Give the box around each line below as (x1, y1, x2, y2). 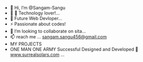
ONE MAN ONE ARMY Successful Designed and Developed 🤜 (10, 46, 138, 52)
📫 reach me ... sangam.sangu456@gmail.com (10, 34, 107, 39)
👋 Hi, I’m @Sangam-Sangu (10, 5, 66, 10)
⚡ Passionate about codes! (10, 21, 66, 27)
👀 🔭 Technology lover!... (10, 10, 60, 16)
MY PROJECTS (10, 41, 42, 47)
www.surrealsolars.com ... (10, 51, 65, 57)
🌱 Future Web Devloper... (10, 15, 62, 21)
